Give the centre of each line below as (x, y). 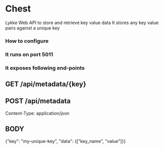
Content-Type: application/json (37, 113)
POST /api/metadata (38, 101)
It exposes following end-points (45, 68)
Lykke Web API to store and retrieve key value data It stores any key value (82, 23)
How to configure (27, 41)
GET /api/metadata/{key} (46, 84)
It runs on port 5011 (29, 54)
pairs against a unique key (33, 28)
